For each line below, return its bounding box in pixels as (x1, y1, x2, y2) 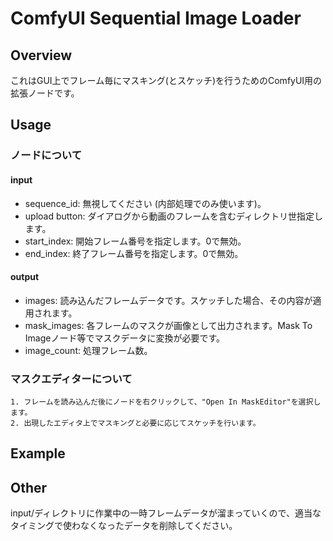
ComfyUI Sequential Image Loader (10, 7, 302, 30)
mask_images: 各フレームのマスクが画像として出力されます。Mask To (24, 319, 313, 331)
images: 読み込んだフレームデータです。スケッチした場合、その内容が (24, 294, 313, 306)
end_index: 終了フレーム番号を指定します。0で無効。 (24, 247, 244, 259)
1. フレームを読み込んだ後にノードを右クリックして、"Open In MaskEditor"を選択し (10, 397, 322, 407)
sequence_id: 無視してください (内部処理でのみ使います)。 (24, 197, 267, 209)
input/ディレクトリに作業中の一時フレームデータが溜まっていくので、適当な (10, 507, 322, 519)
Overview (10, 47, 73, 64)
